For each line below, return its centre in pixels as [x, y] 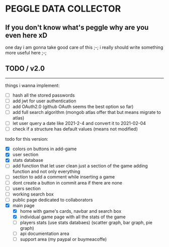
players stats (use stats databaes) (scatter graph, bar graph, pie [86, 222]
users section [27, 188]
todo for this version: [27, 139]
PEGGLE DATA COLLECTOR [63, 9]
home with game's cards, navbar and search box [71, 211]
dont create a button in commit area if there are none [67, 182]
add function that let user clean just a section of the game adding [80, 166]
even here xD [26, 35]
